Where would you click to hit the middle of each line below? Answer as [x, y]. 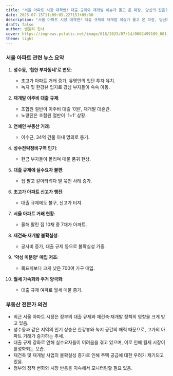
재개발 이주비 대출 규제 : [36, 98]
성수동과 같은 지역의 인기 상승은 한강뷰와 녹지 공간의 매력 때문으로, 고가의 [86, 330]
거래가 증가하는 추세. [44, 336]
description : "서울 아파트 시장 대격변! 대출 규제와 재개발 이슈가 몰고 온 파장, [81, 20]
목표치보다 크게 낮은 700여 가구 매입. [58, 268]
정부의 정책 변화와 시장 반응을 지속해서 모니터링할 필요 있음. [73, 368]
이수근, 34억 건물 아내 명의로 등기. [55, 137]
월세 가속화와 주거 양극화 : [38, 279]
